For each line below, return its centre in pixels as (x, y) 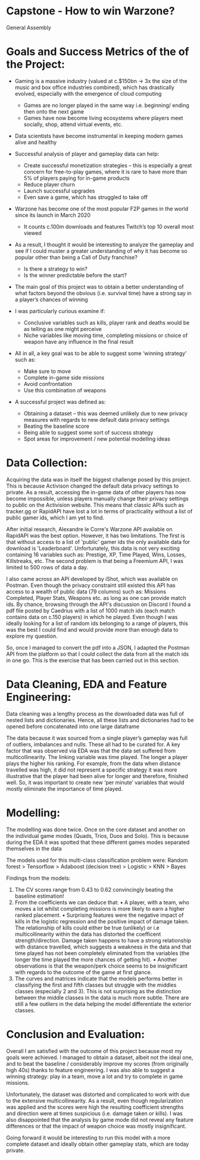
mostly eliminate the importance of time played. (65, 789)
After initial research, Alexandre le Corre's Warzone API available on (89, 529)
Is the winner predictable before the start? (75, 275)
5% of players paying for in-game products (76, 178)
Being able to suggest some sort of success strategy (88, 432)
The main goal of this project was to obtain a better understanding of (99, 287)
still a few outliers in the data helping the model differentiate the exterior (103, 1004)
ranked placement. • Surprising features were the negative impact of (99, 915)
